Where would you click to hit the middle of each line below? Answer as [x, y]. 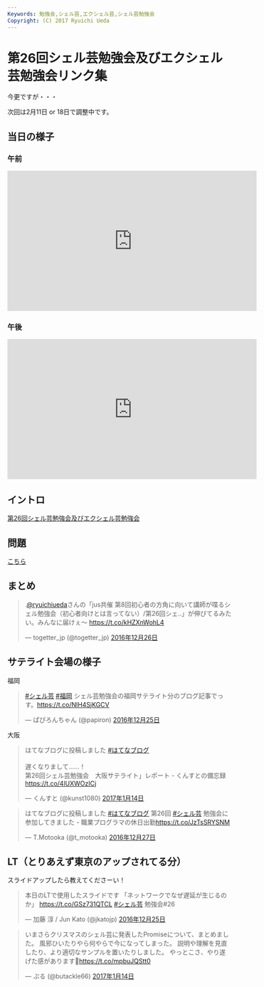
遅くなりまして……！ [55, 766]
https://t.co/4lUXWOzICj [60, 783]
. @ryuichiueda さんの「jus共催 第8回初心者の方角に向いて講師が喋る [125, 604]
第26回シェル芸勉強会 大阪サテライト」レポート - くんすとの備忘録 [125, 775]
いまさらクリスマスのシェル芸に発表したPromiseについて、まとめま [123, 934]
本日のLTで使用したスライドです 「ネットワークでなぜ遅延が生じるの [126, 895]
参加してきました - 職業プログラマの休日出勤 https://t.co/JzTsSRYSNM [127, 822]
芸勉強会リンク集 [58, 76]
